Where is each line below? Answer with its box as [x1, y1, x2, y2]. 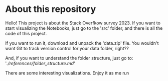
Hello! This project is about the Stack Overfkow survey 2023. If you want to [5, 20, 160, 26]
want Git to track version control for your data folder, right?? [5, 45, 129, 51]
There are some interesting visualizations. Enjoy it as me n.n [5, 70, 129, 76]
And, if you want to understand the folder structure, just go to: [5, 55, 133, 61]
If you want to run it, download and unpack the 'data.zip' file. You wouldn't [5, 40, 159, 46]
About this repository [5, 3, 96, 15]
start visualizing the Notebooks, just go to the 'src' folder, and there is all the [5, 25, 163, 31]
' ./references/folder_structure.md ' [5, 60, 75, 66]
